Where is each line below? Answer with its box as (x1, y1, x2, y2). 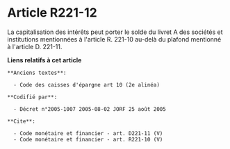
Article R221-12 (7, 5, 97, 21)
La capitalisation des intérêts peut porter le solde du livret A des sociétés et (7, 28, 224, 36)
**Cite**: (7, 118, 36, 125)
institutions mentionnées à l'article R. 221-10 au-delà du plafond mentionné (7, 35, 222, 43)
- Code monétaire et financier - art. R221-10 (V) (13, 136, 163, 143)
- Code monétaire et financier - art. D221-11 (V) (13, 130, 163, 137)
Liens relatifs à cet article (7, 55, 82, 64)
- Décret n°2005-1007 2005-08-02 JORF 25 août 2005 (13, 105, 167, 112)
